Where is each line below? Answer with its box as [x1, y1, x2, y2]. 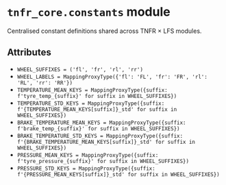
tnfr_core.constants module [7, 4, 171, 20]
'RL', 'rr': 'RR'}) [16, 79, 73, 86]
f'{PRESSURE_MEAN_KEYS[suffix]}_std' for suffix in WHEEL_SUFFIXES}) [16, 171, 221, 178]
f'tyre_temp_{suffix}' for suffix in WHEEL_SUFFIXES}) [16, 92, 177, 99]
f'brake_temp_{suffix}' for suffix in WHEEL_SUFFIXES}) [16, 125, 180, 132]
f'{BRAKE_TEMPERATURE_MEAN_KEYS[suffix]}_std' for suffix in [16, 138, 196, 145]
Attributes [7, 47, 51, 58]
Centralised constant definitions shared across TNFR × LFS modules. [7, 27, 202, 35]
